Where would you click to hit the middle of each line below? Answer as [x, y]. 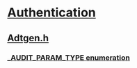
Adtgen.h [28, 38]
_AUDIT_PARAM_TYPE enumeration [69, 58]
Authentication [51, 13]
